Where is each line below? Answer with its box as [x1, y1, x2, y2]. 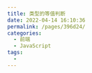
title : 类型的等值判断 [7, 10, 66, 17]
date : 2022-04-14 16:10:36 [7, 17, 86, 24]
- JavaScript [13, 42, 52, 49]
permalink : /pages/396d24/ [7, 23, 86, 30]
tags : [7, 49, 23, 56]
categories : [7, 29, 42, 37]
